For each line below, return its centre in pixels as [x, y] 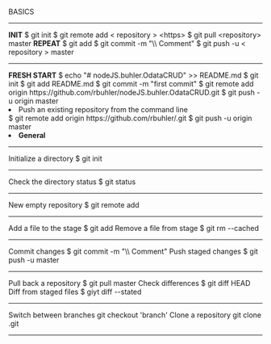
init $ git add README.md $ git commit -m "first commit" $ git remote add [131, 84]
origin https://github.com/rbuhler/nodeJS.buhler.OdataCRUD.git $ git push [132, 92]
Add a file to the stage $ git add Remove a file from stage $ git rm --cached [134, 228]
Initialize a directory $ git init [55, 158]
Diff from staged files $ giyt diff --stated [75, 292]
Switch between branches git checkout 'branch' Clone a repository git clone [135, 315]
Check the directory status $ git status [72, 182]
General [32, 135]
